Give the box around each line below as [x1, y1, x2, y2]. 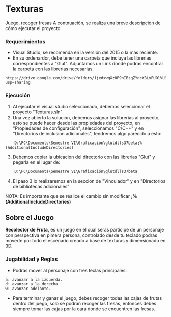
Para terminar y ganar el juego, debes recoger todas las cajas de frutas [12, 295, 162, 301]
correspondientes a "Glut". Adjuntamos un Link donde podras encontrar [12, 61, 164, 67]
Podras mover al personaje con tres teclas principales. [12, 267, 127, 273]
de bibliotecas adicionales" [12, 183, 70, 189]
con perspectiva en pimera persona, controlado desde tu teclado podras [5, 232, 158, 238]
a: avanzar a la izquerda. [5, 277, 63, 282]
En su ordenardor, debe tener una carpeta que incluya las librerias [12, 55, 152, 61]
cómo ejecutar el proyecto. [5, 25, 62, 31]
